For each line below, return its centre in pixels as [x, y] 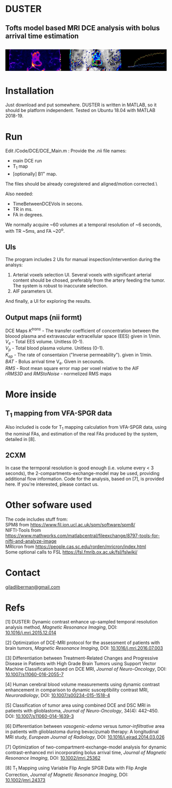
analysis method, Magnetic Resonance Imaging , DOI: [61, 627]
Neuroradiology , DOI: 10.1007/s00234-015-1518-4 [58, 695]
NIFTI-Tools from [23, 530]
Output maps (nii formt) [44, 317]
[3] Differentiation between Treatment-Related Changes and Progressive [82, 658]
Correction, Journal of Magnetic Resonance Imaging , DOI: [67, 775]
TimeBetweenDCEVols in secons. [48, 204]
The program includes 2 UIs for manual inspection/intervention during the [83, 260]
